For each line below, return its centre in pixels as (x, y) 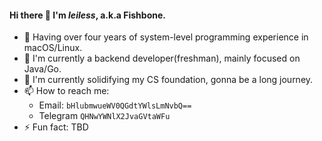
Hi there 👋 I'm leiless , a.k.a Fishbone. (87, 15)
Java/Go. (42, 69)
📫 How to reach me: (66, 91)
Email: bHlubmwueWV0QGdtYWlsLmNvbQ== (115, 105)
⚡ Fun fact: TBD (56, 127)
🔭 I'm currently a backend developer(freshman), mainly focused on (162, 58)
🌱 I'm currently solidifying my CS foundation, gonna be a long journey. (168, 80)
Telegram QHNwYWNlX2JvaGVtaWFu (104, 116)
